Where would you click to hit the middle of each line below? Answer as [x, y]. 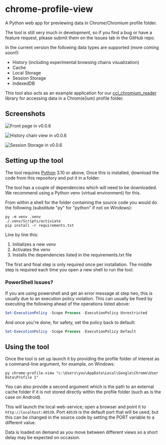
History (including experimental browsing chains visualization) [76, 62]
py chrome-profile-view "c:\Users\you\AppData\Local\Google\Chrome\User [82, 373]
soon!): [12, 53]
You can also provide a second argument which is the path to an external [80, 387]
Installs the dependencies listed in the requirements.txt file [72, 254]
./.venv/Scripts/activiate [33, 221]
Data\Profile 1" [22, 378]
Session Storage [29, 78]
